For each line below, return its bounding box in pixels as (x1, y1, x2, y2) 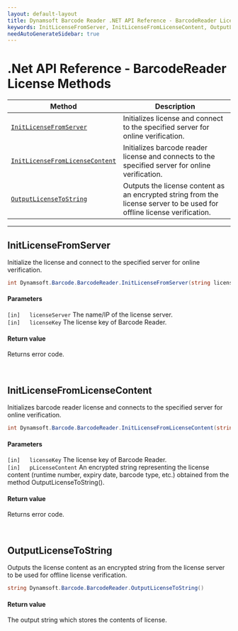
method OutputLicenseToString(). (7, 478, 105, 487)
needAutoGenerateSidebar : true (7, 30, 100, 38)
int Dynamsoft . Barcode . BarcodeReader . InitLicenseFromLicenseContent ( (7, 424, 217, 432)
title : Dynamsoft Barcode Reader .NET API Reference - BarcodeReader (7, 17, 217, 24)
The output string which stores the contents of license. (7, 615, 168, 625)
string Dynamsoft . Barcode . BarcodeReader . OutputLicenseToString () (7, 585, 204, 592)
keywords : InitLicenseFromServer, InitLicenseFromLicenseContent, (7, 23, 208, 31)
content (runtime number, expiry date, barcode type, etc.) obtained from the (7, 471, 229, 479)
